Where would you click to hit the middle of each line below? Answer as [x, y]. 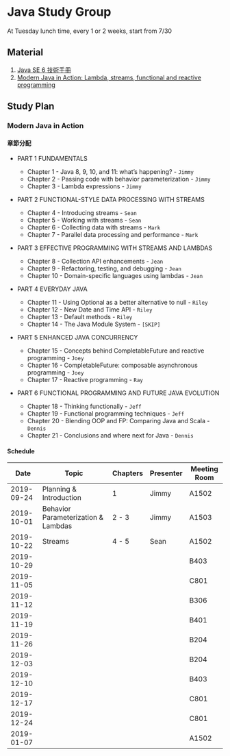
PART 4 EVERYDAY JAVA [52, 289]
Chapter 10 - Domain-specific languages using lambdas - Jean [115, 276]
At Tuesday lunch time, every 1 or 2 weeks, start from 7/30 [90, 31]
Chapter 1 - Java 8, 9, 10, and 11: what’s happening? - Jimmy [110, 172]
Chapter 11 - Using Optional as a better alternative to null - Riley [117, 303]
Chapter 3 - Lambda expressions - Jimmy [84, 186]
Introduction [62, 498]
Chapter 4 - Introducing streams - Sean [82, 213]
